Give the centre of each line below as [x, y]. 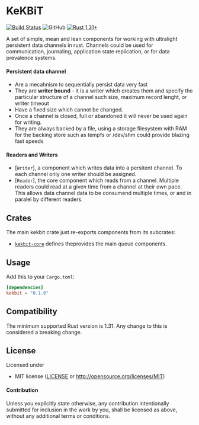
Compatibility [32, 311]
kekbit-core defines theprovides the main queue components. [91, 244]
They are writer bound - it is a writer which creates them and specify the [104, 91]
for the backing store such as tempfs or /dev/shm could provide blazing [102, 135]
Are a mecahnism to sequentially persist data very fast [81, 85]
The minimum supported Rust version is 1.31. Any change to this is [87, 326]
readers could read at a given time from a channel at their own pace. [98, 187]
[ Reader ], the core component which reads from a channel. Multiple [97, 180]
